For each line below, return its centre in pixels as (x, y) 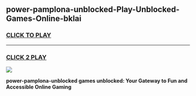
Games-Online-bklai (44, 19)
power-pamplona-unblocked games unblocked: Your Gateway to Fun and (97, 80)
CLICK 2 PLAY (26, 57)
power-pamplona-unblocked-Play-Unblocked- (93, 10)
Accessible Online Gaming (39, 87)
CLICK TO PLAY (29, 35)
